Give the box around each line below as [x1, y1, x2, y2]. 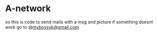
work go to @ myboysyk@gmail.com [5, 24, 79, 30]
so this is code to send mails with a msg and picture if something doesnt [5, 19, 153, 25]
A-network [5, 3, 51, 14]
